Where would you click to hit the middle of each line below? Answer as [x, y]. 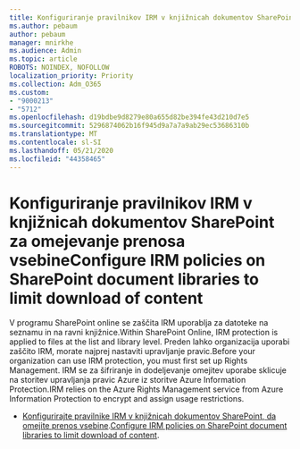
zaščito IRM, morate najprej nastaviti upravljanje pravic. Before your [133, 352]
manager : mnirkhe [42, 42]
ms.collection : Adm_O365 [55, 84]
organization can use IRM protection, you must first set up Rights [129, 361]
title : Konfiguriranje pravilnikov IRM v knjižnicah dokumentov [131, 17]
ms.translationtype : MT [54, 134]
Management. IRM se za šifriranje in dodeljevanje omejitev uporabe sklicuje [148, 370]
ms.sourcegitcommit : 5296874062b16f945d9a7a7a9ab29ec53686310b [129, 126]
